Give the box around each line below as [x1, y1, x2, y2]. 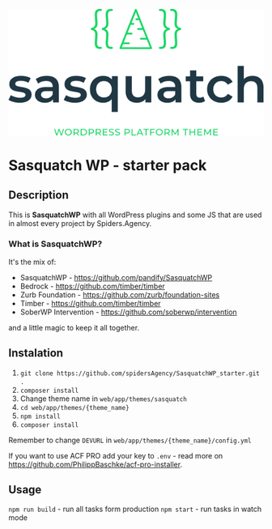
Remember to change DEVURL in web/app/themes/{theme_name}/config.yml [8, 435, 253, 445]
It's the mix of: [8, 257, 57, 267]
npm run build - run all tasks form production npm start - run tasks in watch [8, 504, 261, 514]
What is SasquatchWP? [8, 238, 103, 250]
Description [8, 188, 69, 203]
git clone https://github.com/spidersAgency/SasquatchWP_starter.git [19, 369, 261, 378]
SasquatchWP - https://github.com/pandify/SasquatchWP [19, 272, 213, 282]
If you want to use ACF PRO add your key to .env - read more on [8, 450, 223, 460]
